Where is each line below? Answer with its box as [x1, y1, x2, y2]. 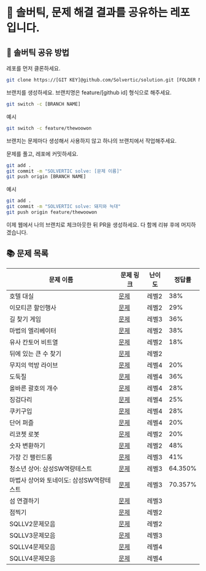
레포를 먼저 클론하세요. [6, 65, 61, 72]
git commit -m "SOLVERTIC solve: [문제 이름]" [6, 168, 123, 174]
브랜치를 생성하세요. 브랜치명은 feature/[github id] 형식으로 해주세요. [6, 88, 172, 96]
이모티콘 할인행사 [9, 303, 57, 312]
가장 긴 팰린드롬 [9, 453, 53, 461]
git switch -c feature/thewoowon [6, 125, 92, 131]
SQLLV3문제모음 [9, 531, 56, 540]
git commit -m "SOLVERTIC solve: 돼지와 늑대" [6, 204, 121, 210]
